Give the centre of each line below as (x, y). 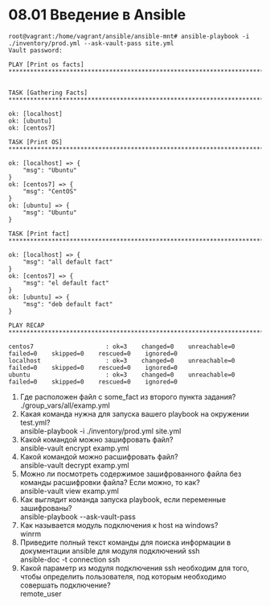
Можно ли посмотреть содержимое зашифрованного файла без (131, 474)
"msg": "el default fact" (66, 283)
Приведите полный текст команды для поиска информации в (125, 542)
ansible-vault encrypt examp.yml (74, 448)
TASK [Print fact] (39, 234)
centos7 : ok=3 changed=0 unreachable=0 (122, 347)
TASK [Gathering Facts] (48, 93)
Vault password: (35, 50)
